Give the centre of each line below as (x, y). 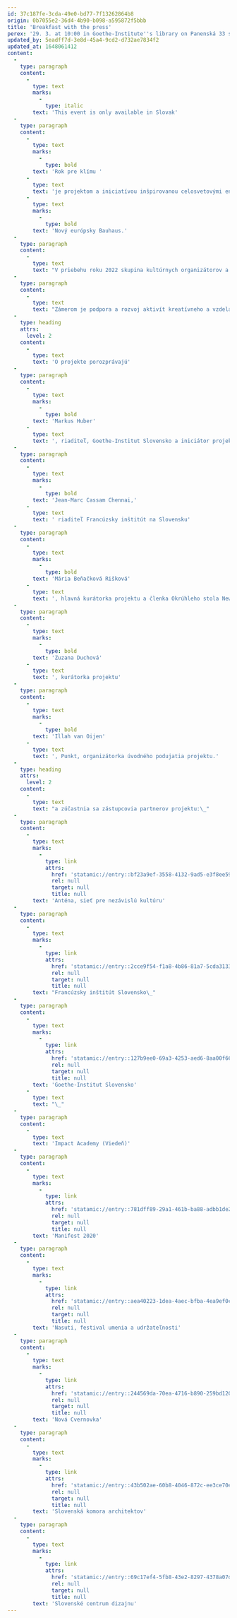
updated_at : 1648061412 (42, 47)
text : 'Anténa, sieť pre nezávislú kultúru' (99, 901)
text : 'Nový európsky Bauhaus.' (80, 230)
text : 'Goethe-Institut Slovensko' (85, 1085)
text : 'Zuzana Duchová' (67, 658)
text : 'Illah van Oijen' (69, 737)
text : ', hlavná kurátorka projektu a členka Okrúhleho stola (126, 598)
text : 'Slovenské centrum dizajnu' (85, 1604)
